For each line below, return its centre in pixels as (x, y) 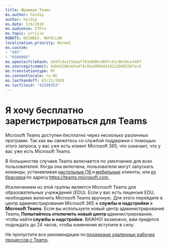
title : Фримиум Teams (28, 10)
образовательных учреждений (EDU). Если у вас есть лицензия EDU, (80, 192)
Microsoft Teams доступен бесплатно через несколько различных (77, 135)
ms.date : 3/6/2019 (25, 24)
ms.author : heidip (25, 15)
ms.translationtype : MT (30, 71)
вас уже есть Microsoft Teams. (38, 151)
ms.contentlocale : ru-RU (31, 76)
